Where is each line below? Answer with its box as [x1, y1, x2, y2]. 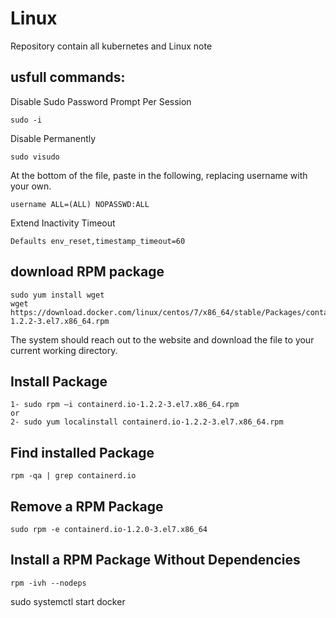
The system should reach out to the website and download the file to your [10, 333, 315, 346]
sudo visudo [10, 152, 60, 162]
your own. [10, 180, 52, 192]
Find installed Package [10, 444, 155, 461]
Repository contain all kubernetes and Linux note [10, 40, 213, 52]
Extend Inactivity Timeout [10, 217, 116, 229]
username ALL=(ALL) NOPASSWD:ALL [10, 199, 150, 209]
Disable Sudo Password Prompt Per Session [10, 95, 192, 107]
